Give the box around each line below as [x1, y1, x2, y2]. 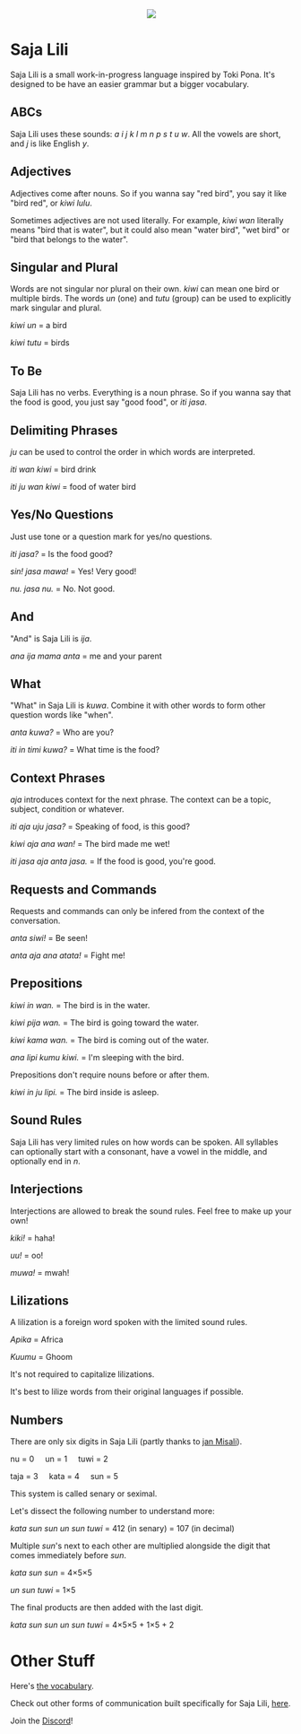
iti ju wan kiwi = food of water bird [10, 482, 137, 492]
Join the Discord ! [10, 1715, 73, 1726]
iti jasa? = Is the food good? [10, 548, 113, 559]
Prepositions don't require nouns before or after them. [10, 1069, 210, 1080]
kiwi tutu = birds [10, 337, 70, 348]
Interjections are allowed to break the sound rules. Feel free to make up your [10, 1206, 292, 1216]
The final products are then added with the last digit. [10, 1602, 204, 1613]
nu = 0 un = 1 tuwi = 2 [10, 1453, 108, 1465]
